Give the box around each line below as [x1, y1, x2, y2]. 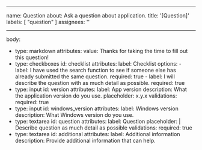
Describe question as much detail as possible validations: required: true [14, 124, 192, 131]
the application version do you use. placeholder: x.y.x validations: [14, 92, 177, 99]
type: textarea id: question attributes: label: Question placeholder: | [14, 118, 181, 125]
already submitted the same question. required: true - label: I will [14, 73, 176, 80]
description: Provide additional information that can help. [14, 137, 156, 144]
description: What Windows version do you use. [14, 111, 134, 118]
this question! [14, 54, 49, 61]
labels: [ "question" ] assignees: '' [6, 19, 90, 25]
